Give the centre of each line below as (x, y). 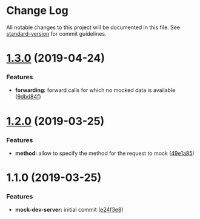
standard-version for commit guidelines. (56, 33)
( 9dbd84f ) (28, 97)
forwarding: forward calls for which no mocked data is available (95, 90)
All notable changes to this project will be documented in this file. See (93, 27)
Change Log (37, 11)
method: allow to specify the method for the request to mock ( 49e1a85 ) (105, 153)
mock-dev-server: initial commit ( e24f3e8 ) (69, 210)
